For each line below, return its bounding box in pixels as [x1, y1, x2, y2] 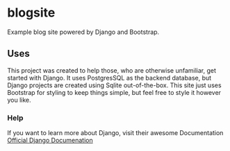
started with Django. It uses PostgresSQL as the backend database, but [7, 73, 212, 82]
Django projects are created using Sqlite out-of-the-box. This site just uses [7, 81, 222, 89]
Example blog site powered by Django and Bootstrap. [7, 28, 160, 36]
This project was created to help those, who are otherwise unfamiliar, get [7, 66, 217, 74]
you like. [7, 96, 31, 104]
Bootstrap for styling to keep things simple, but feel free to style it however [7, 88, 221, 96]
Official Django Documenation [7, 136, 94, 145]
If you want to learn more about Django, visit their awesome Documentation [7, 129, 224, 137]
